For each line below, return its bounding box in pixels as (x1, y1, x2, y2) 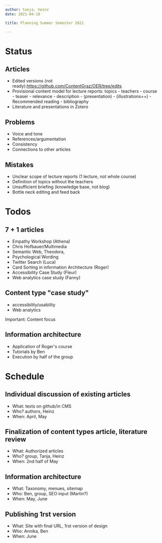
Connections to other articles (12, 147, 71, 153)
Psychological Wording (12, 254, 59, 260)
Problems (5, 118, 35, 126)
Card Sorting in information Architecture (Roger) (12, 264, 109, 270)
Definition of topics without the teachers (12, 179, 94, 184)
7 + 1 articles (5, 225, 44, 234)
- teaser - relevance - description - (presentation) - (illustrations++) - (12, 94, 152, 99)
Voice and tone (12, 131, 43, 137)
